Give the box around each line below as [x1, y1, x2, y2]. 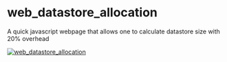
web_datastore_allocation [7, 5, 158, 20]
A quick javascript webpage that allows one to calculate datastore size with [7, 27, 220, 35]
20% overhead [7, 34, 50, 42]
